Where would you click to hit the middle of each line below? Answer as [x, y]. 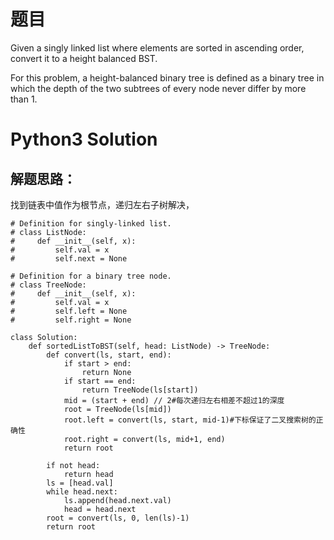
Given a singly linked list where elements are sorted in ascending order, [157, 47]
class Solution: [44, 337]
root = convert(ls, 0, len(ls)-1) [118, 518]
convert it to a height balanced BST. [84, 58]
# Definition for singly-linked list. [91, 223]
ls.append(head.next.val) [117, 500]
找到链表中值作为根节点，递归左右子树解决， [102, 204]
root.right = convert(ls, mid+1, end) [144, 439]
